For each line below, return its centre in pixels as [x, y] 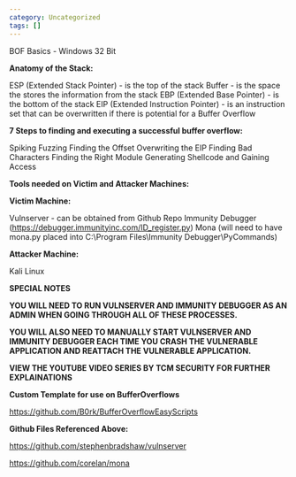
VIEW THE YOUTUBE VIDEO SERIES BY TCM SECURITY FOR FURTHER [140, 367]
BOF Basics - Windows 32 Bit [63, 50]
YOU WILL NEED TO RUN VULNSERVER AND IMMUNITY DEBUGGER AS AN [148, 305]
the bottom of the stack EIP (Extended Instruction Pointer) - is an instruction [147, 104]
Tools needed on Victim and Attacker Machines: [99, 183]
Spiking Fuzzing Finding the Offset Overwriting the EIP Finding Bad [131, 148]
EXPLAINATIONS [41, 377]
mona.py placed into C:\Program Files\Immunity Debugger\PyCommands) [144, 236]
